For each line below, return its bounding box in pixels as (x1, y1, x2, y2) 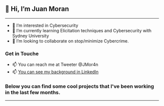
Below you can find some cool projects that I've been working (5, 83, 154, 90)
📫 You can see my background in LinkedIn (12, 69, 99, 75)
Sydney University (12, 33, 49, 39)
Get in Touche (5, 50, 39, 57)
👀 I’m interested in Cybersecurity (12, 22, 79, 28)
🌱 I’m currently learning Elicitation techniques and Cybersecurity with (12, 27, 152, 33)
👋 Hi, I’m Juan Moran (5, 5, 69, 13)
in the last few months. (5, 89, 61, 96)
